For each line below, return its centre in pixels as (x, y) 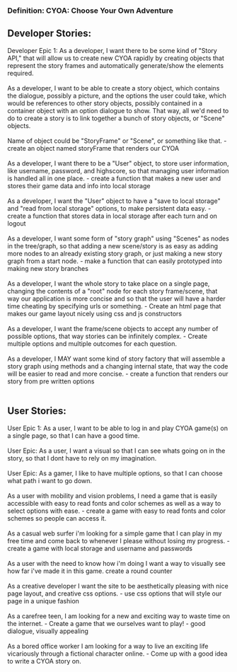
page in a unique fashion (44, 601)
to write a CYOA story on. (44, 661)
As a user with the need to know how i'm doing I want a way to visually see (117, 563)
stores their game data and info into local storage (79, 185)
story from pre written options (51, 381)
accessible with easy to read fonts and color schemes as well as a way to (114, 503)
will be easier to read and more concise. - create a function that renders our (118, 373)
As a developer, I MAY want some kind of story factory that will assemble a (116, 359)
